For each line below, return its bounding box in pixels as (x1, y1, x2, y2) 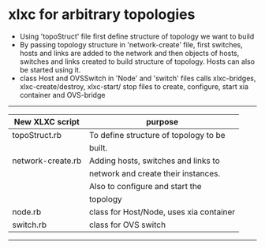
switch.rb (12, 219, 47, 230)
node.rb (12, 206, 42, 217)
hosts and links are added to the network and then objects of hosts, (19, 48, 240, 58)
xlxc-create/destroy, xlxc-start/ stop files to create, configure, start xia (19, 81, 249, 91)
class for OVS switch (89, 219, 166, 230)
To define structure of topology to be (89, 129, 226, 140)
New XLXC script (13, 116, 80, 127)
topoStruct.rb (12, 129, 62, 140)
